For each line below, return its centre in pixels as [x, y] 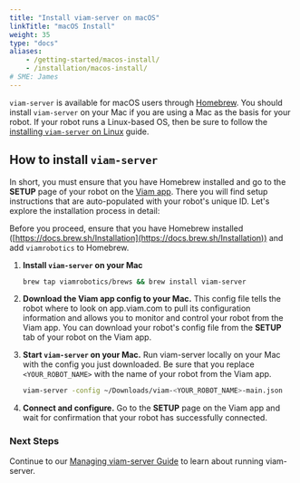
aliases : [26, 52]
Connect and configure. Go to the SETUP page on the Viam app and [151, 408]
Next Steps [34, 441]
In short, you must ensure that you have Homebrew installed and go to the [148, 181]
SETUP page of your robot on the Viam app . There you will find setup [139, 191]
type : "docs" [34, 43]
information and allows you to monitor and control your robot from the [153, 318]
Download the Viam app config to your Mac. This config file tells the [151, 299]
